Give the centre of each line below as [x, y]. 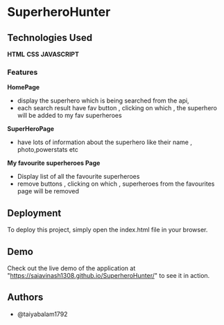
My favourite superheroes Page [54, 163]
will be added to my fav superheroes [70, 116]
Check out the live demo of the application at [71, 268]
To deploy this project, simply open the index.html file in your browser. [107, 230]
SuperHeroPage [31, 129]
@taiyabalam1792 [42, 314]
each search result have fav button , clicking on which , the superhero [117, 108]
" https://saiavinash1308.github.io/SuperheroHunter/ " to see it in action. [109, 275]
